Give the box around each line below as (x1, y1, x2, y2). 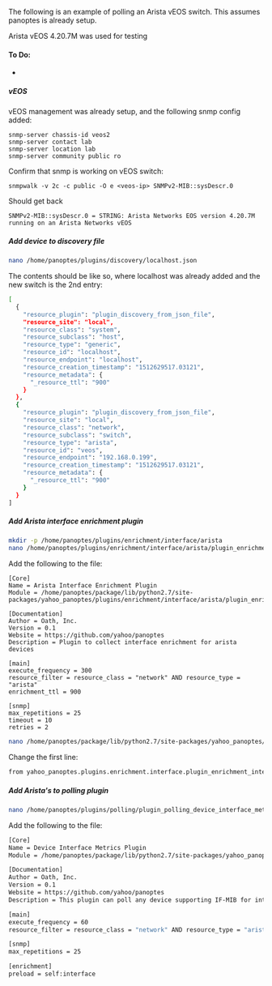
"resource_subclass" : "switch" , (23, 431, 132, 439)
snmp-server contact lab (8, 138, 92, 147)
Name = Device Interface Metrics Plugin (8, 843, 147, 852)
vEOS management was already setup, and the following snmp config (8, 107, 241, 117)
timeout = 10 (8, 716, 53, 724)
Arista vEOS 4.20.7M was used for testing (8, 32, 148, 41)
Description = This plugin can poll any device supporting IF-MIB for (8, 895, 252, 904)
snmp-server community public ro (8, 152, 121, 160)
